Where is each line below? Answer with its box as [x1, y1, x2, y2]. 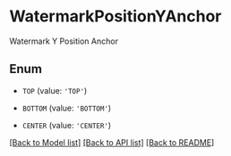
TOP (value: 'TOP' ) [21, 85, 88, 95]
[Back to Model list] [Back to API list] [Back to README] [9, 136, 215, 148]
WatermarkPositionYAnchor [9, 6, 222, 27]
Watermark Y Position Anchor [9, 36, 119, 46]
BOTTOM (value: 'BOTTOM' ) [21, 103, 112, 113]
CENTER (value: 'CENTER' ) [21, 119, 112, 130]
